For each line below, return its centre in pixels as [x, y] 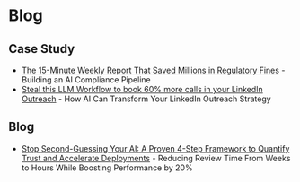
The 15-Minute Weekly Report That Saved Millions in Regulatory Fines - [153, 70]
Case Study [42, 49]
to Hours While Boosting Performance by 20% [107, 168]
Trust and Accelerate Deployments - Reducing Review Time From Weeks [156, 158]
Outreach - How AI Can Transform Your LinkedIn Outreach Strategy [146, 99]
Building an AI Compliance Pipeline [86, 80]
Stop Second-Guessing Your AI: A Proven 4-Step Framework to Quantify [155, 148]
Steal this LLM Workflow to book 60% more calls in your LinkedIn [142, 89]
